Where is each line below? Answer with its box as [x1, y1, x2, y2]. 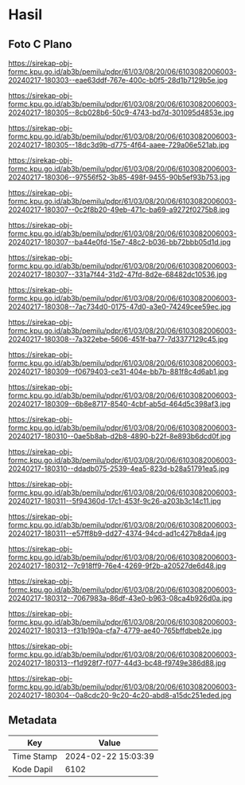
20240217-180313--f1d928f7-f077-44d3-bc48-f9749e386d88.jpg [8, 658, 227, 667]
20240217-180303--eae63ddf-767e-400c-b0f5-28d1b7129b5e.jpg [8, 76, 228, 84]
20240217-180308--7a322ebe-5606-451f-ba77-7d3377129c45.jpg [8, 335, 228, 343]
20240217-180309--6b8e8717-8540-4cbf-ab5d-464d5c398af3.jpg [8, 399, 231, 408]
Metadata [8, 713, 57, 727]
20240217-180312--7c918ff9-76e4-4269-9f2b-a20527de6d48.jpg [8, 561, 227, 571]
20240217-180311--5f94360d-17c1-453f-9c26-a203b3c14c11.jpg [8, 497, 221, 505]
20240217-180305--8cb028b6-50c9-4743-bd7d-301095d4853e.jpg [8, 108, 235, 117]
